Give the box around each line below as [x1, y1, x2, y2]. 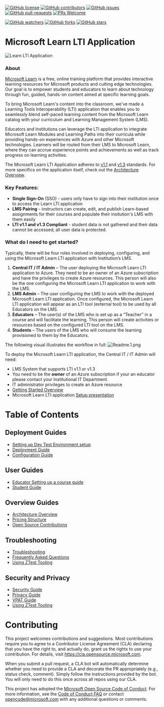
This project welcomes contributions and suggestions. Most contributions [5, 636, 153, 641]
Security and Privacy [5, 573, 70, 582]
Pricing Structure [12, 517, 46, 522]
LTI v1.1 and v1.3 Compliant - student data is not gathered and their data [12, 221, 158, 227]
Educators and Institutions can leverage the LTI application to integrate [5, 126, 147, 132]
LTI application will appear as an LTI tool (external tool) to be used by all [12, 301, 156, 307]
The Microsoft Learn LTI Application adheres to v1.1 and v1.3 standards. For [5, 162, 156, 167]
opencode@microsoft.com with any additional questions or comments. [5, 696, 147, 702]
